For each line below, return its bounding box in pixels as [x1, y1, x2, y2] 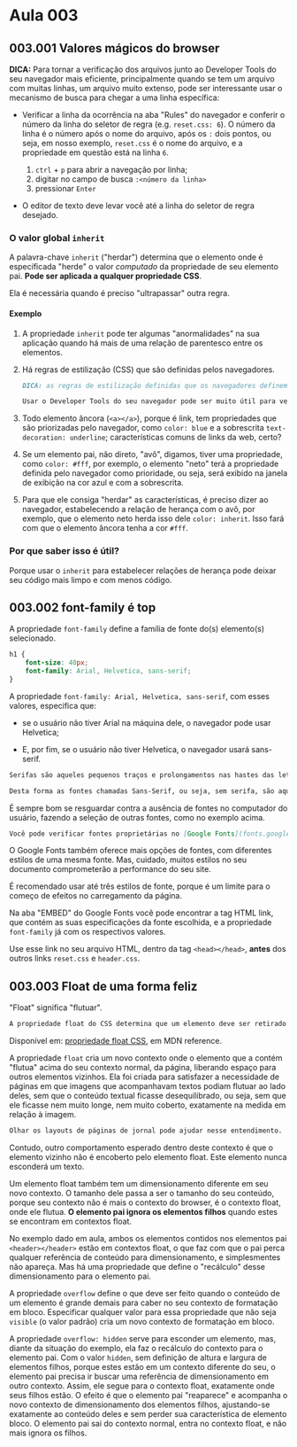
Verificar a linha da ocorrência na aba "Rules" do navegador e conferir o [21, 110, 286, 120]
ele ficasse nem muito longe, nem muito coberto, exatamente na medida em [9, 1100, 286, 1110]
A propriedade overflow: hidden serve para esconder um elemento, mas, [9, 1334, 277, 1344]
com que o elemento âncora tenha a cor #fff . [21, 523, 188, 533]
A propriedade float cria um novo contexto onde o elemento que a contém [9, 1053, 283, 1063]
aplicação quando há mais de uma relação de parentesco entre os [21, 338, 263, 348]
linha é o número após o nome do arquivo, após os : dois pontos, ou [21, 128, 272, 138]
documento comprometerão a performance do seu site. [9, 864, 212, 875]
